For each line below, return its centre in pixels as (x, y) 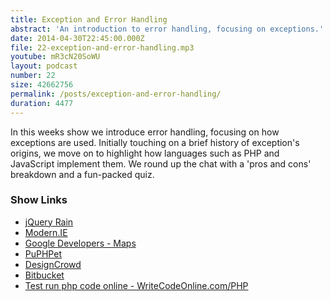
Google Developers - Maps (80, 243)
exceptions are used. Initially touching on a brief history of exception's (155, 142)
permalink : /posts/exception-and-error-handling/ (116, 94)
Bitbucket (44, 275)
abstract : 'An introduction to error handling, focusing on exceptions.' (167, 29)
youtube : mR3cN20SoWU (55, 57)
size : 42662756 (42, 85)
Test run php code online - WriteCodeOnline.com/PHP (136, 285)
